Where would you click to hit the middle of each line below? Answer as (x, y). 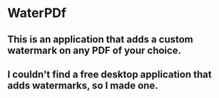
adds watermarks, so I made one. (83, 86)
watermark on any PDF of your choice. (95, 50)
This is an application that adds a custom (101, 39)
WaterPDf (37, 13)
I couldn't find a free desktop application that (109, 74)
